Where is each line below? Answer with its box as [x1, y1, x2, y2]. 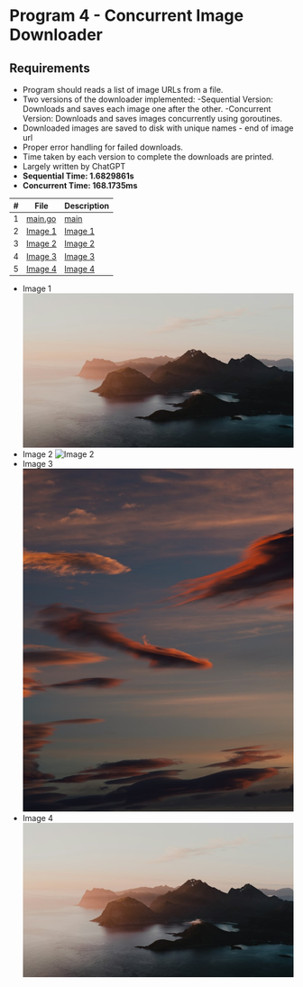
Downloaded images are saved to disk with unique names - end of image [22, 123, 294, 133]
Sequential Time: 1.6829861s [22, 170, 134, 181]
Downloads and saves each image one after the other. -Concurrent [22, 104, 271, 114]
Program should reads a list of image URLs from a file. [22, 85, 224, 95]
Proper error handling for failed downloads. [22, 142, 183, 152]
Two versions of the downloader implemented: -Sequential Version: [22, 94, 273, 105]
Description [64, 200, 110, 211]
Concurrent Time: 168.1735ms [22, 180, 138, 190]
